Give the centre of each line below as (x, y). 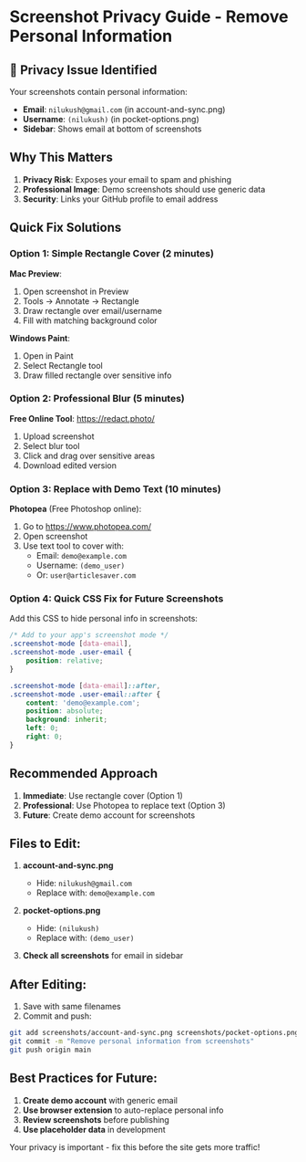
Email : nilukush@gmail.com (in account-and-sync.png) (124, 110)
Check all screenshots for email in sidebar (103, 956)
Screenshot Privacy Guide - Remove (149, 17)
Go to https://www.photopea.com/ (87, 527)
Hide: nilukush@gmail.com (84, 884)
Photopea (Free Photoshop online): (76, 509)
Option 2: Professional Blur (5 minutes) (97, 399)
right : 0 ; (45, 737)
